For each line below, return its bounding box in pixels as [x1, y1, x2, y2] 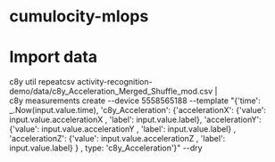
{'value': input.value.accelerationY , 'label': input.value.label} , [9, 124, 237, 134]
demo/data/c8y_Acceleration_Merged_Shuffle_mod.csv [9, 86, 213, 97]
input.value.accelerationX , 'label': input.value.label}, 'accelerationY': [9, 114, 262, 126]
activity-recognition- [77, 77, 154, 87]
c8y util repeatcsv [9, 77, 76, 87]
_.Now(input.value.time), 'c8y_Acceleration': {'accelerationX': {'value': [9, 105, 266, 116]
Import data [9, 47, 98, 68]
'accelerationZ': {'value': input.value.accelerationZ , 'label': [9, 134, 226, 144]
